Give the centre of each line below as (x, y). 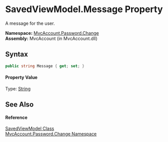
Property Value (21, 77)
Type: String (18, 88)
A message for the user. (30, 23)
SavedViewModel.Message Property (84, 9)
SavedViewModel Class (30, 129)
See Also (19, 105)
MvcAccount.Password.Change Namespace (51, 134)
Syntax (17, 54)
